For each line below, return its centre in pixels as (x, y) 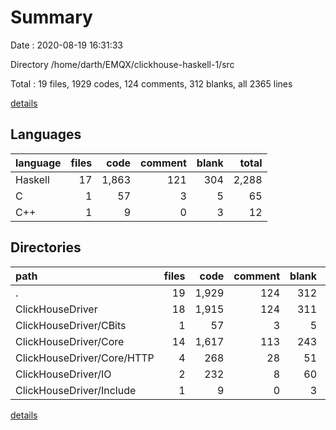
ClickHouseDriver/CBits (71, 325)
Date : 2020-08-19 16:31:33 (66, 45)
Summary (51, 17)
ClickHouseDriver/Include (76, 390)
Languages (46, 134)
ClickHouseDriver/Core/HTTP (85, 358)
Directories (46, 247)
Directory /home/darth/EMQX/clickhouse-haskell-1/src (122, 64)
